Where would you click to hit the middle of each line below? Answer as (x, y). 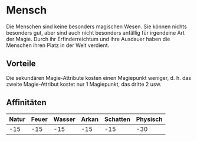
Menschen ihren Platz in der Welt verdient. (58, 45)
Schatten (117, 119)
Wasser (64, 119)
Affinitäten (27, 103)
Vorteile (21, 64)
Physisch (149, 119)
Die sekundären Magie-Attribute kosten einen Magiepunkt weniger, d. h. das (99, 78)
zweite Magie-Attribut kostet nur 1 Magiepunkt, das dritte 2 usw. (84, 84)
